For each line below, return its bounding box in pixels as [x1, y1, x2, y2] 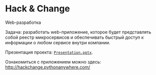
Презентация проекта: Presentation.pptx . [5, 49, 93, 55]
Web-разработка [5, 19, 41, 25]
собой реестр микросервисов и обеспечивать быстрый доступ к [5, 34, 144, 40]
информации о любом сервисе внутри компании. [5, 39, 111, 45]
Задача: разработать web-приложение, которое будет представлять [5, 29, 152, 35]
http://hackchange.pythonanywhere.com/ [5, 64, 90, 70]
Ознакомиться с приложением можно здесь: [5, 59, 101, 65]
